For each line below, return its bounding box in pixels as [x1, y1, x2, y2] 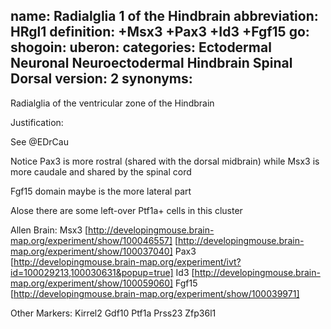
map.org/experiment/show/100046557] [10, 234, 173, 246]
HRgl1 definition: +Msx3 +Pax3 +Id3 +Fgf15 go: [10, 24, 310, 41]
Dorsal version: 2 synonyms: [10, 70, 193, 88]
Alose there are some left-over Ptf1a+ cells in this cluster [10, 204, 243, 216]
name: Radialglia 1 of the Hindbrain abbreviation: [10, 8, 319, 25]
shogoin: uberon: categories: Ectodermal [10, 39, 272, 56]
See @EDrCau [10, 135, 69, 148]
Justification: [10, 116, 64, 128]
